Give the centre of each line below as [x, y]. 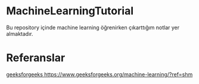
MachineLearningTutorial [70, 11]
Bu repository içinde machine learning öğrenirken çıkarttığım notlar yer [93, 27]
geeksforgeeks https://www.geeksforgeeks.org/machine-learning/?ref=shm [99, 74]
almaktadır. [20, 33]
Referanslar [36, 58]
